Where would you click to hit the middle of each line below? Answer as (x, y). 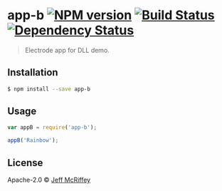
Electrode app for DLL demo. (67, 50)
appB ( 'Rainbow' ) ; (33, 140)
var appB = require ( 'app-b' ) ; (52, 128)
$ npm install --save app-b (49, 89)
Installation (33, 72)
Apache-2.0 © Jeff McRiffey (49, 180)
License (25, 163)
